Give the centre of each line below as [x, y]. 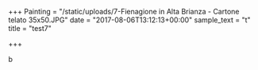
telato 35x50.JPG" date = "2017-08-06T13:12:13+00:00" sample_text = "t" [130, 20]
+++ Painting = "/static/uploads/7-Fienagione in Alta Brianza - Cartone [124, 12]
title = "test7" [30, 28]
